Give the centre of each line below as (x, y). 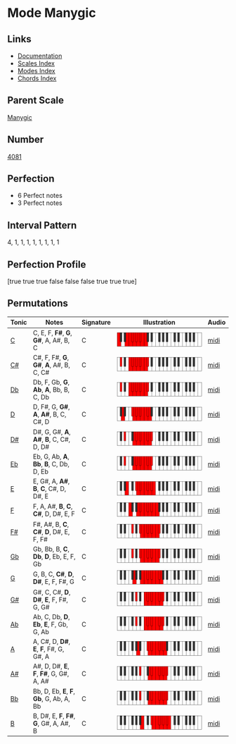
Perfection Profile (47, 265)
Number (26, 140)
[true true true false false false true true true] (72, 281)
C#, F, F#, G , (51, 357)
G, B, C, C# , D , (53, 574)
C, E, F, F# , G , (52, 333)
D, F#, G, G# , (51, 407)
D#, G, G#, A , (52, 432)
